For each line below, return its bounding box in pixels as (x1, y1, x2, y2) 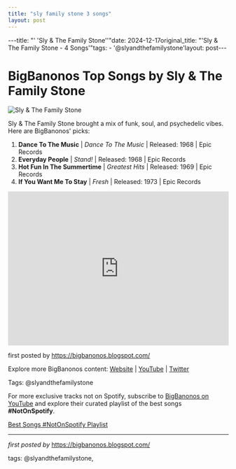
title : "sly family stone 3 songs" (8, 10, 112, 17)
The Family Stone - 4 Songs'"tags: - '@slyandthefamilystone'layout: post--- (8, 43, 227, 52)
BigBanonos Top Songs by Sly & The (8, 68, 223, 84)
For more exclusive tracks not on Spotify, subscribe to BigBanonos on (8, 392, 209, 400)
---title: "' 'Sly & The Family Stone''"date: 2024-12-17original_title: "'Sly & (8, 36, 218, 44)
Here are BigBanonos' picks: (8, 127, 90, 135)
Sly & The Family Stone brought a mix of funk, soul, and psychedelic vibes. (8, 120, 224, 128)
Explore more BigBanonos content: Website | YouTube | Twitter (8, 365, 190, 373)
